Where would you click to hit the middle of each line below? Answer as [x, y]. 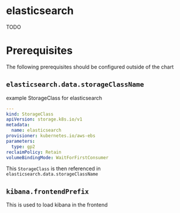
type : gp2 [23, 147]
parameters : [21, 141]
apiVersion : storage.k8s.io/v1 [44, 119]
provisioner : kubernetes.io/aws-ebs [51, 136]
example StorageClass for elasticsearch [54, 98]
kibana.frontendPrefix [47, 191]
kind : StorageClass [30, 114]
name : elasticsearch [36, 130]
